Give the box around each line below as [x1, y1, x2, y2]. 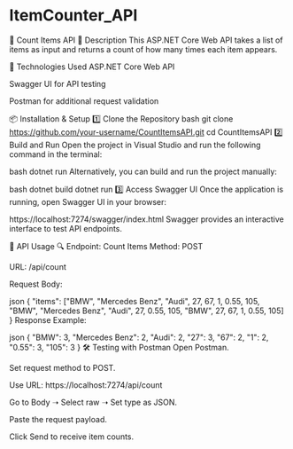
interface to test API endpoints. [9, 223, 122, 233]
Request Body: [9, 279, 63, 289]
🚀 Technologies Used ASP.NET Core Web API [9, 61, 175, 72]
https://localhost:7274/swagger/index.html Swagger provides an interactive [9, 214, 285, 224]
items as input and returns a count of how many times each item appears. [9, 43, 278, 54]
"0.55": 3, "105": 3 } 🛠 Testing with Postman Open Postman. [9, 342, 230, 352]
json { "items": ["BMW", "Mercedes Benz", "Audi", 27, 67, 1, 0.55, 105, [9, 295, 260, 306]
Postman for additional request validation [9, 95, 159, 106]
